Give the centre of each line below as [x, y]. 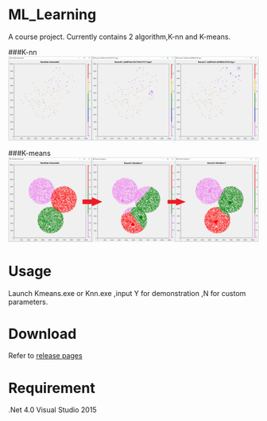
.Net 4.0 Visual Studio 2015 [52, 410]
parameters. [28, 302]
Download [43, 334]
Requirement [52, 388]
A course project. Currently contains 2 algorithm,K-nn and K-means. [120, 37]
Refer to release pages [45, 356]
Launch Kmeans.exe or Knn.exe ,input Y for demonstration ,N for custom [127, 293]
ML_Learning [52, 15]
